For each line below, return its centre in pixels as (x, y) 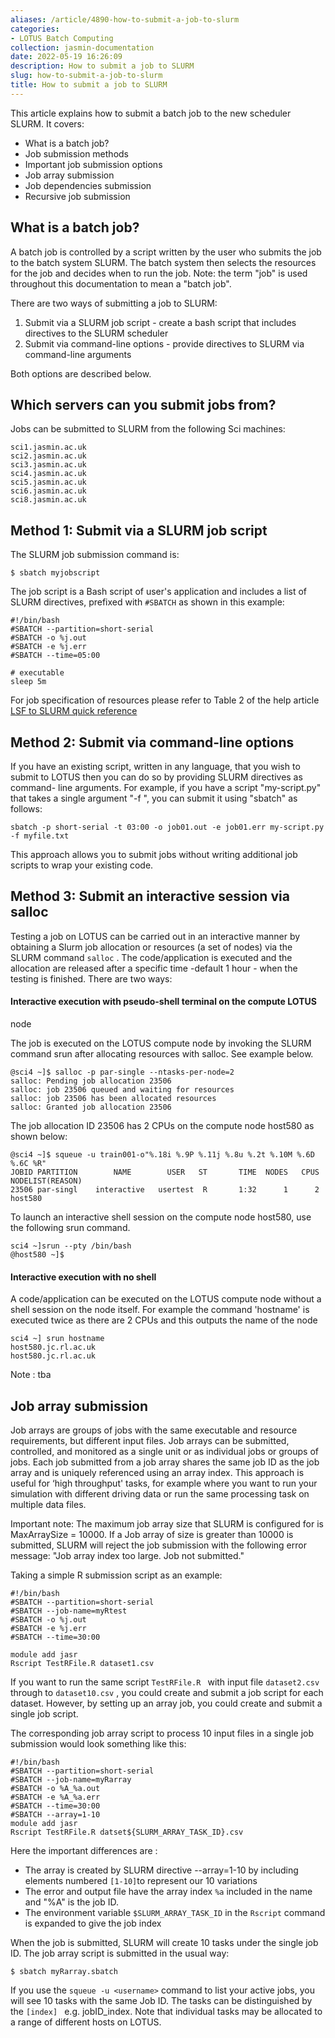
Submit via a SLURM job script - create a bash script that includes (160, 322)
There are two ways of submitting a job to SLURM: (114, 303)
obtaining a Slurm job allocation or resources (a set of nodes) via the (151, 947)
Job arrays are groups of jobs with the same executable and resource (154, 1430)
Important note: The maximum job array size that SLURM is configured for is (167, 1524)
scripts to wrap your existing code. (82, 865)
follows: (26, 809)
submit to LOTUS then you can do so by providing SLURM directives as (156, 777)
